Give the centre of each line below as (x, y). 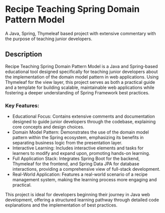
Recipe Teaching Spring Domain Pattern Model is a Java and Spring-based (82, 66)
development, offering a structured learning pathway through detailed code (82, 200)
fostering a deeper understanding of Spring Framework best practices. (77, 92)
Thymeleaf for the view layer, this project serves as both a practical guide (80, 82)
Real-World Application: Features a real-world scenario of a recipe (80, 174)
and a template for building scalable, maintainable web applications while (80, 87)
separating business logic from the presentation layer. (67, 143)
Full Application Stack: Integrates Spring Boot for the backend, (76, 159)
